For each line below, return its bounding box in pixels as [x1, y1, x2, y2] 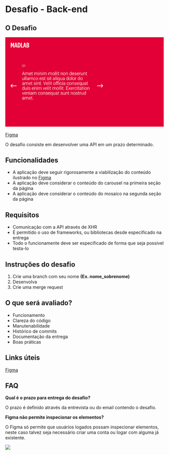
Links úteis [5, 354, 40, 362]
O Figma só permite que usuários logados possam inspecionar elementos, [5, 424, 159, 430]
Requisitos [5, 211, 39, 219]
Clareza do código [12, 317, 51, 323]
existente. [5, 435, 26, 441]
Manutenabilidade [12, 322, 50, 329]
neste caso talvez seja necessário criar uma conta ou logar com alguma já [5, 429, 159, 435]
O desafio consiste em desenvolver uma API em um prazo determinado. [5, 141, 154, 147]
